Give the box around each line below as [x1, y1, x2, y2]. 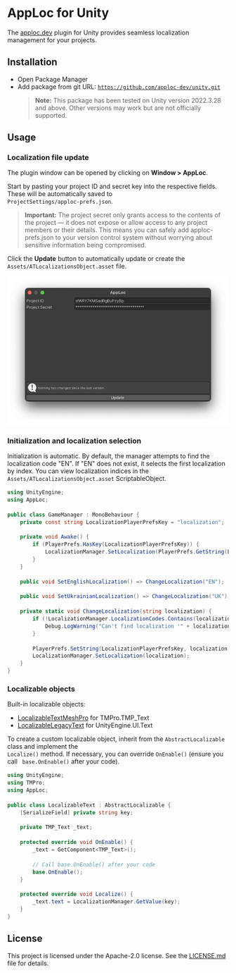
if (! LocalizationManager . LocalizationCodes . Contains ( [32, 616, 197, 623]
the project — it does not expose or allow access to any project [24, 219, 208, 227]
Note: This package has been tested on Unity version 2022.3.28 [34, 96, 221, 104]
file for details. [7, 959, 49, 967]
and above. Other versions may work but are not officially [34, 104, 202, 112]
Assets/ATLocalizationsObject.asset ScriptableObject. [7, 475, 166, 483]
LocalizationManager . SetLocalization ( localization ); [32, 652, 190, 660]
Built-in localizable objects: [7, 700, 86, 709]
